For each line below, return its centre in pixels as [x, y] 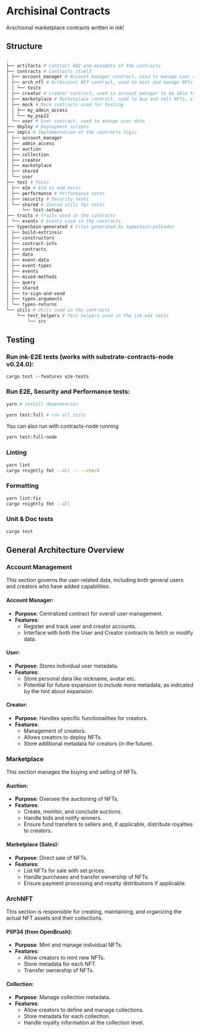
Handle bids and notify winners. [63, 818]
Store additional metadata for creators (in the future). [88, 743]
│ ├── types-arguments [34, 299]
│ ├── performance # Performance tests [56, 193]
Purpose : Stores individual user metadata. [67, 666]
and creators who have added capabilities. [58, 586]
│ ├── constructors [30, 238]
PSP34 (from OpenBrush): [39, 932]
